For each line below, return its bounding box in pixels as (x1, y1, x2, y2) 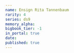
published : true (5, 40, 40, 45)
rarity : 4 (5, 12, 26, 17)
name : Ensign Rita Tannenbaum (5, 7, 69, 13)
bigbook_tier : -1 (5, 26, 42, 31)
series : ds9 (5, 17, 30, 22)
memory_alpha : (5, 21, 35, 27)
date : (5, 36, 17, 41)
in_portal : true (5, 31, 40, 36)
